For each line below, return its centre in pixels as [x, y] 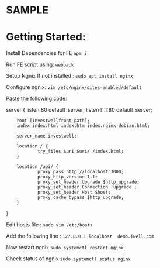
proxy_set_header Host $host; [74, 193]
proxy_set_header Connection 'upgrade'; [87, 187]
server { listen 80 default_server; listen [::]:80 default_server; [79, 110]
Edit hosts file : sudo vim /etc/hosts [49, 225]
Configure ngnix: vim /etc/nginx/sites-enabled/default [74, 87]
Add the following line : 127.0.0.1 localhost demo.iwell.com [80, 236]
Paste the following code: [36, 99]
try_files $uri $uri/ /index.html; [81, 152]
